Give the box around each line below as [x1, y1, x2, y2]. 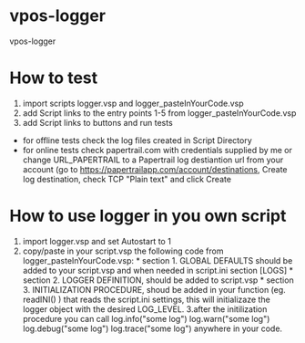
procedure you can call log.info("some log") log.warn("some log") [22, 313, 270, 324]
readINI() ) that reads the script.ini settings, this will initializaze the [22, 294, 270, 305]
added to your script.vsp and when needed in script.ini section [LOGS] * [22, 265, 294, 275]
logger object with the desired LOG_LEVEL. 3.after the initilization [22, 303, 268, 315]
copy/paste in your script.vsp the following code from [22, 245, 224, 256]
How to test [9, 68, 98, 88]
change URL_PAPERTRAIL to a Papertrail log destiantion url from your [22, 154, 284, 165]
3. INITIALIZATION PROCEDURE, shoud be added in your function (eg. [22, 284, 287, 295]
